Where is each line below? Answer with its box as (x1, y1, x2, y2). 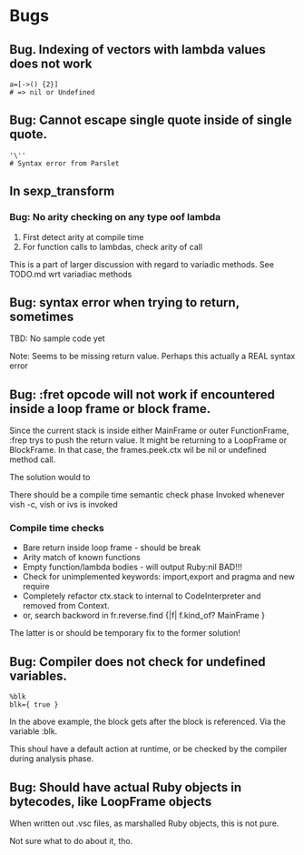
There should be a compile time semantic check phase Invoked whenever (9, 489, 285, 500)
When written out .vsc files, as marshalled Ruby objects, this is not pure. (9, 818, 279, 829)
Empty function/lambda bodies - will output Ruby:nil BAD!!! (22, 561, 243, 573)
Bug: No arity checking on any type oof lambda (9, 211, 221, 224)
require (22, 581, 50, 592)
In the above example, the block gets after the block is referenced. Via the (9, 716, 286, 728)
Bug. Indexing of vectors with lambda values (9, 42, 266, 57)
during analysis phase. (9, 753, 94, 764)
